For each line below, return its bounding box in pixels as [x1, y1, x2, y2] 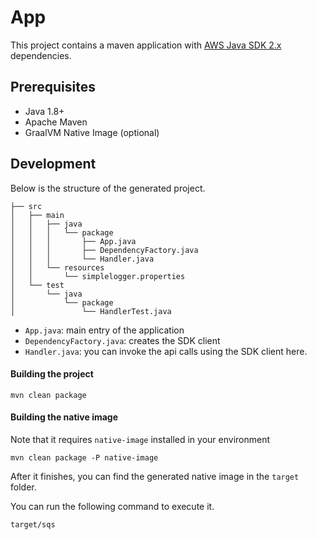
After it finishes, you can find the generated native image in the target [10, 470, 300, 482]
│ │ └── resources [10, 262, 105, 273]
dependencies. [10, 49, 72, 61]
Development [10, 156, 97, 173]
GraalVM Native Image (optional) [24, 126, 160, 138]
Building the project [10, 368, 94, 380]
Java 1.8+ [24, 105, 65, 117]
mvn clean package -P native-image [10, 452, 159, 463]
